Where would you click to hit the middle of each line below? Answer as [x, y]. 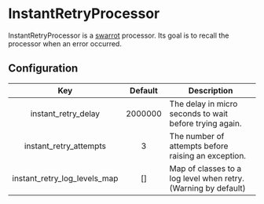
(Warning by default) [207, 188]
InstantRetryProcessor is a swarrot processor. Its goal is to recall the [119, 35]
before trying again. [205, 123]
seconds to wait [198, 113]
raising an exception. [207, 155]
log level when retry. [207, 178]
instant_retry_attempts [65, 146]
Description [211, 90]
